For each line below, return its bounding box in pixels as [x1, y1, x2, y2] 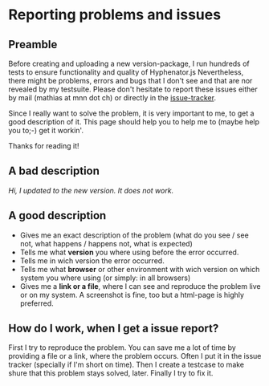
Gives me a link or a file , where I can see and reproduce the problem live [19, 281, 261, 291]
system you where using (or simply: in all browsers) [19, 273, 191, 282]
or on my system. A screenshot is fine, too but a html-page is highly [19, 290, 245, 299]
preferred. [19, 299, 54, 308]
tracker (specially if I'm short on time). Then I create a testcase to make [8, 360, 245, 370]
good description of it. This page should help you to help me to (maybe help [8, 117, 259, 126]
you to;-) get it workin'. [8, 126, 84, 135]
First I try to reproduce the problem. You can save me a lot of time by [8, 343, 237, 352]
